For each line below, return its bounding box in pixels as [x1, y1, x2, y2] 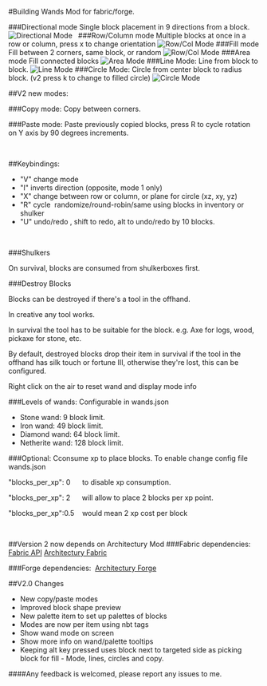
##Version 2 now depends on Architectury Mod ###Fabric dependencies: [8, 539, 251, 549]
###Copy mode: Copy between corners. [8, 104, 141, 113]
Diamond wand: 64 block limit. [19, 430, 120, 438]
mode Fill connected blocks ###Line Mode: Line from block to [8, 56, 259, 65]
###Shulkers [8, 248, 50, 257]
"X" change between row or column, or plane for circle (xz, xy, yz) [19, 192, 238, 200]
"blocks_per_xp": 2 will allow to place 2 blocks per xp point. [8, 493, 214, 502]
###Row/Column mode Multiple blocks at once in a [78, 31, 246, 40]
